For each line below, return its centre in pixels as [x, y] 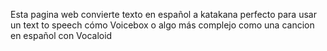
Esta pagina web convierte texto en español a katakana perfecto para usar [163, 14]
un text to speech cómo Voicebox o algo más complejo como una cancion [162, 25]
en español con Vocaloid [61, 35]
